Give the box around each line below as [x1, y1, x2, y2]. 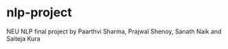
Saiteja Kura [6, 34, 41, 42]
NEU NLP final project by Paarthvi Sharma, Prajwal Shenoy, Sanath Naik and [6, 27, 222, 35]
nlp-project [6, 5, 73, 20]
